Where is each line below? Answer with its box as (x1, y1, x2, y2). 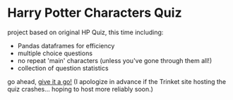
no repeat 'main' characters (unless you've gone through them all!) (17, 56, 213, 64)
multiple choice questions (17, 49, 93, 57)
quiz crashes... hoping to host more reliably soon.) (7, 85, 154, 93)
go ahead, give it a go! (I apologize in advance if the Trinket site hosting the (7, 77, 227, 85)
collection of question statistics (17, 64, 109, 72)
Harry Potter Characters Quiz (7, 5, 182, 21)
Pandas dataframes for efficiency (17, 41, 115, 50)
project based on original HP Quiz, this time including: (7, 28, 164, 36)
